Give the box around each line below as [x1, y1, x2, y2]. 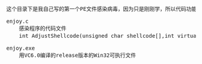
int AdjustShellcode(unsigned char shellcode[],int [19, 32, 174, 39]
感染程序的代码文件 [19, 25, 67, 32]
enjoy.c [6, 18, 29, 25]
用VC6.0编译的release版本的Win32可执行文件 [19, 52, 136, 59]
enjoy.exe [6, 45, 35, 51]
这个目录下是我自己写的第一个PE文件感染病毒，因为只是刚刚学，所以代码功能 [6, 5, 197, 12]
